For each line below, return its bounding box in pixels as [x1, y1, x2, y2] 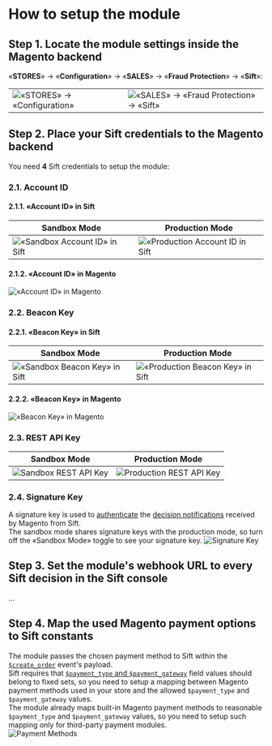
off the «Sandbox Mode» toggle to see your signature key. [8, 536, 202, 546]
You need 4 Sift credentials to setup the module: [8, 161, 170, 171]
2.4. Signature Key [8, 491, 83, 503]
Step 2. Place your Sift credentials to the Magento [8, 127, 264, 141]
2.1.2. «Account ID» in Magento [8, 268, 117, 278]
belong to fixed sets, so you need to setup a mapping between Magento [8, 676, 249, 686]
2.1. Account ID [8, 182, 69, 193]
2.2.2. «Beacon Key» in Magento [8, 394, 121, 404]
